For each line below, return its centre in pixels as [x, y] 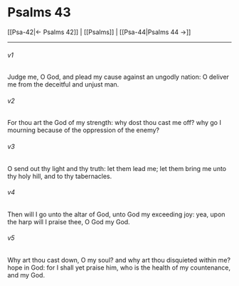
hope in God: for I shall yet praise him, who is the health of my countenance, [119, 268]
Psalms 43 [39, 12]
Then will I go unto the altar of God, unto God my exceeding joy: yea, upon [116, 214]
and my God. [26, 275]
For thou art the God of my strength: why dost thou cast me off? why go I [115, 123]
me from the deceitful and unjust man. [63, 84]
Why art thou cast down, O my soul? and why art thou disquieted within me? [119, 260]
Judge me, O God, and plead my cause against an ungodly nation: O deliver [118, 77]
